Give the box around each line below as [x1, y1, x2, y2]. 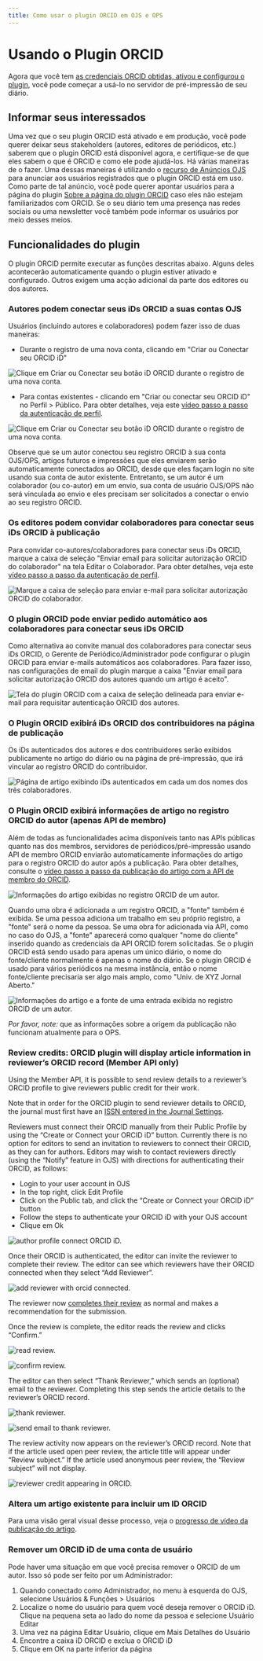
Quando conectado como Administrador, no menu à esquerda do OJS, [19, 1586, 247, 1595]
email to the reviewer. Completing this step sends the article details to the [8, 1384, 246, 1394]
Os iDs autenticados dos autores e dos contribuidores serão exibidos [8, 745, 232, 755]
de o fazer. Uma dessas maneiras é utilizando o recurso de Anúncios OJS [8, 165, 247, 175]
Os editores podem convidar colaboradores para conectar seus [8, 517, 255, 528]
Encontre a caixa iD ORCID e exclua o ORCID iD [19, 1636, 173, 1645]
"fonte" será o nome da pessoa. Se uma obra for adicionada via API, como [8, 921, 249, 932]
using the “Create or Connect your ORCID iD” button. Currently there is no [8, 1130, 247, 1140]
